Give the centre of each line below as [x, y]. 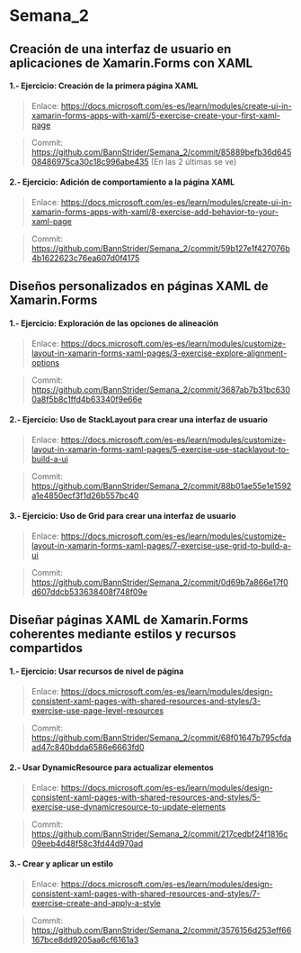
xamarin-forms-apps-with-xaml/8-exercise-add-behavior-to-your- [155, 212]
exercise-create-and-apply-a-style [96, 903]
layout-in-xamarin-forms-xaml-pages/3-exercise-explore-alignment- [159, 353]
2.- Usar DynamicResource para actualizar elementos [111, 767]
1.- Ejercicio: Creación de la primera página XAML [104, 86]
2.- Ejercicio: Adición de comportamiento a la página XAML [122, 182]
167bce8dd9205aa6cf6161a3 [85, 939]
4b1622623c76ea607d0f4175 [85, 258]
